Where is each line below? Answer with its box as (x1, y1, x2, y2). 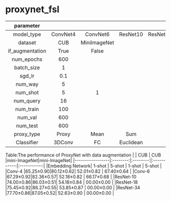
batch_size (14, 64, 40, 71)
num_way (15, 80, 39, 87)
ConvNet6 (85, 31, 110, 38)
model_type (13, 31, 41, 38)
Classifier (15, 139, 39, 146)
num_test (16, 122, 38, 129)
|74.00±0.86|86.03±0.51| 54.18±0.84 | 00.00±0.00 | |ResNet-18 (5, 179, 138, 185)
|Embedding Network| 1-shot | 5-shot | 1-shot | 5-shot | (46, 163, 162, 169)
